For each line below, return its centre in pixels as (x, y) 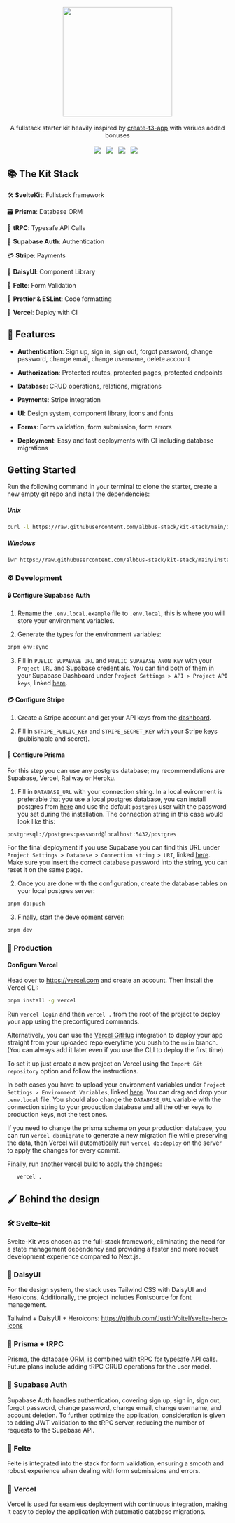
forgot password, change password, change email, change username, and (114, 1407)
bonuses (117, 135)
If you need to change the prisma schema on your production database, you (117, 1128)
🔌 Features (31, 334)
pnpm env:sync (28, 648)
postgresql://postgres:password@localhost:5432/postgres (92, 834)
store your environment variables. (66, 621)
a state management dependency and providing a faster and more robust (113, 1249)
